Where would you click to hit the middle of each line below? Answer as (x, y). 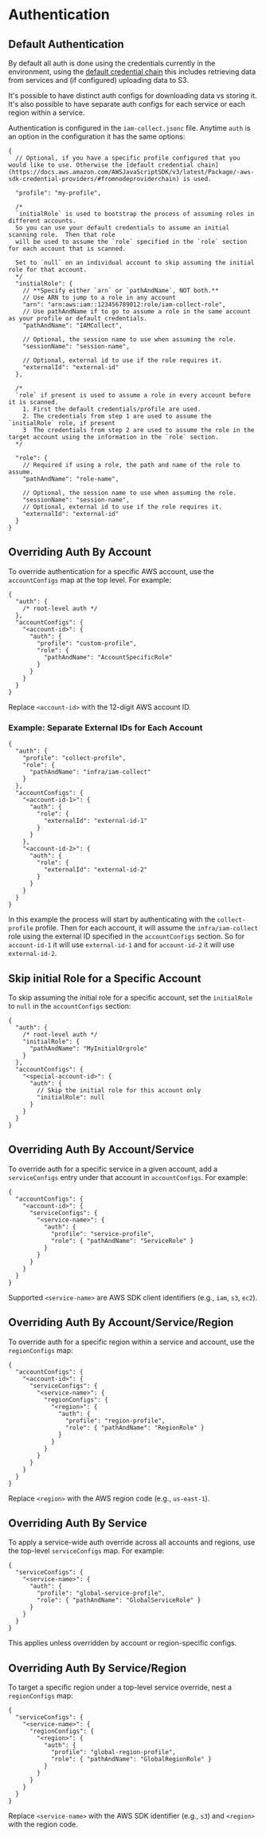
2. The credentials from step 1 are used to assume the (117, 416)
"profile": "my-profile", (59, 193)
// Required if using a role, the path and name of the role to (131, 465)
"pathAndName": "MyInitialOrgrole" (88, 1048)
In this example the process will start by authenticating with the (112, 919)
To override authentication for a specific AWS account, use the (111, 571)
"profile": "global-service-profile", (101, 1593)
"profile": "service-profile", (103, 1233)
